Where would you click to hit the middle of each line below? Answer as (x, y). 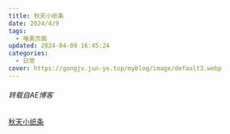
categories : (28, 53)
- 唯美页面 (31, 38)
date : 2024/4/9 (34, 23)
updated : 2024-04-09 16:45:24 (59, 46)
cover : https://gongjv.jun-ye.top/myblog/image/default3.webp (115, 69)
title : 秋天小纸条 (36, 16)
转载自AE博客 (31, 95)
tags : (17, 31)
